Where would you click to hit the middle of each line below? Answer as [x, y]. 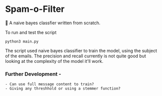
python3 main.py [22, 41]
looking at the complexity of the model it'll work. [54, 61]
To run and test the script [31, 32]
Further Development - [33, 74]
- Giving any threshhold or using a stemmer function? [63, 89]
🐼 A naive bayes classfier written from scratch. [53, 23]
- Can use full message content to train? [50, 84]
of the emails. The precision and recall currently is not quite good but [76, 56]
